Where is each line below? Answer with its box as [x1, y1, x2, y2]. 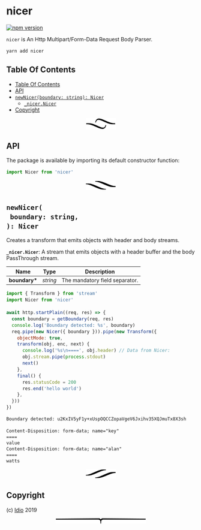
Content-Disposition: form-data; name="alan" [6, 446, 122, 452]
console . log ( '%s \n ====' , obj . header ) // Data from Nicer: [22, 348, 170, 354]
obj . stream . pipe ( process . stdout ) [22, 354, 106, 360]
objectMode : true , [17, 335, 63, 341]
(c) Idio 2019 [6, 506, 37, 513]
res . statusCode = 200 [22, 379, 77, 385]
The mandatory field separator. [61, 276, 139, 284]
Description [85, 268, 115, 275]
